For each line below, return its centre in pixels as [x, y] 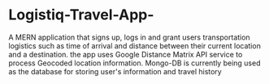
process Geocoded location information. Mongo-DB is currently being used [134, 63]
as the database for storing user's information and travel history [115, 71]
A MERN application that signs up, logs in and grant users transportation [129, 37]
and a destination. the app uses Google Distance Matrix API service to [126, 54]
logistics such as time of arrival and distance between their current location [135, 45]
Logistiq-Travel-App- [81, 15]
